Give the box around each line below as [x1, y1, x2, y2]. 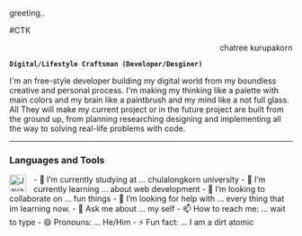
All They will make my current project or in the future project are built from [9, 104, 285, 115]
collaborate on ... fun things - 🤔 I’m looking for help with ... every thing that [9, 193, 285, 205]
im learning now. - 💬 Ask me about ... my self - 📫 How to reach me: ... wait [9, 204, 286, 214]
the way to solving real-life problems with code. [9, 123, 186, 134]
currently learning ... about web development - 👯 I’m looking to [33, 184, 265, 195]
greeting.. [9, 8, 45, 18]
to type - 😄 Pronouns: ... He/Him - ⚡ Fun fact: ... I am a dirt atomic [9, 217, 254, 228]
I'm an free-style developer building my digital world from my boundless [9, 75, 277, 86]
